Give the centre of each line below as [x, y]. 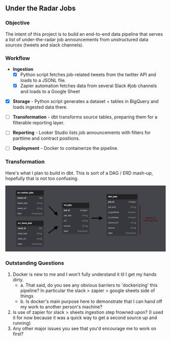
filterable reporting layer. [38, 123]
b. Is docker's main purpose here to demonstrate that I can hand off [91, 301]
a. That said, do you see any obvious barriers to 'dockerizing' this [89, 285]
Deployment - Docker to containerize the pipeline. [65, 148]
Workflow [18, 58]
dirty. [18, 279]
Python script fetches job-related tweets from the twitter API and [88, 74]
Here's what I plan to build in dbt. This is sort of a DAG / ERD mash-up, [79, 173]
